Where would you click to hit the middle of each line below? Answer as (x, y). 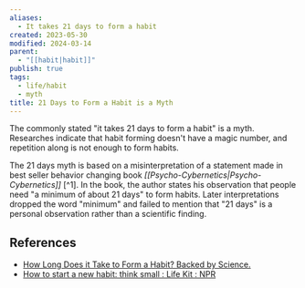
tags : (20, 77)
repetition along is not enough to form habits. (95, 148)
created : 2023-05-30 (49, 35)
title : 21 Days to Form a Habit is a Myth (91, 103)
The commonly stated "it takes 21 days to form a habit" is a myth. (132, 129)
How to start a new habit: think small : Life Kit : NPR (119, 274)
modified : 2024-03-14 (51, 43)
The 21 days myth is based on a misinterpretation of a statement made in (146, 166)
